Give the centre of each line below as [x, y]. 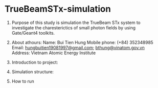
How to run [23, 81]
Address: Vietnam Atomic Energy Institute [54, 53]
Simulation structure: [33, 71]
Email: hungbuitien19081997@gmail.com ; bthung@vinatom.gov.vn [78, 47]
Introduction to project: [35, 62]
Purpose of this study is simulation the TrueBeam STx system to [76, 22]
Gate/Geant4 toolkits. [33, 33]
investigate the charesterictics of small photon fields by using [73, 27]
